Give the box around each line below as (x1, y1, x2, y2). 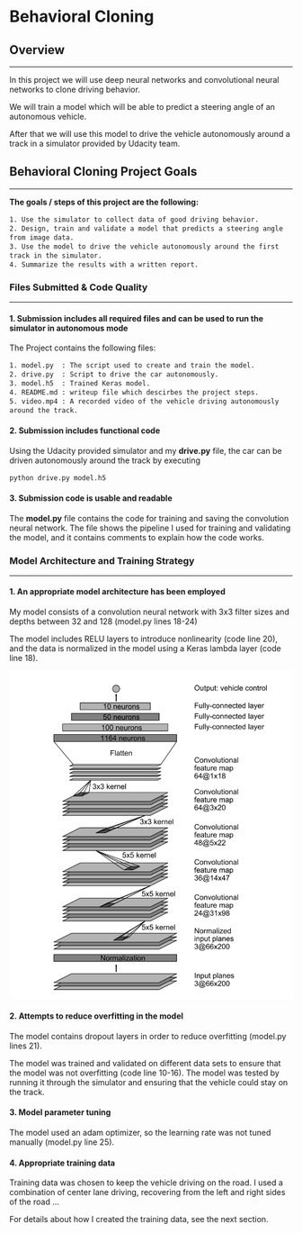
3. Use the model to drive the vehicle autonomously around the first (9, 241, 280, 251)
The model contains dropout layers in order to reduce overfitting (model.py (9, 1030, 287, 1041)
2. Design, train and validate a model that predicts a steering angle (9, 223, 283, 233)
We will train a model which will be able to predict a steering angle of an (9, 102, 276, 112)
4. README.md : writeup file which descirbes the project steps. (9, 388, 259, 397)
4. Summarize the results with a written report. (9, 259, 200, 269)
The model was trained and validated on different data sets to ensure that (9, 1057, 281, 1068)
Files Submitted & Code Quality (9, 281, 148, 294)
